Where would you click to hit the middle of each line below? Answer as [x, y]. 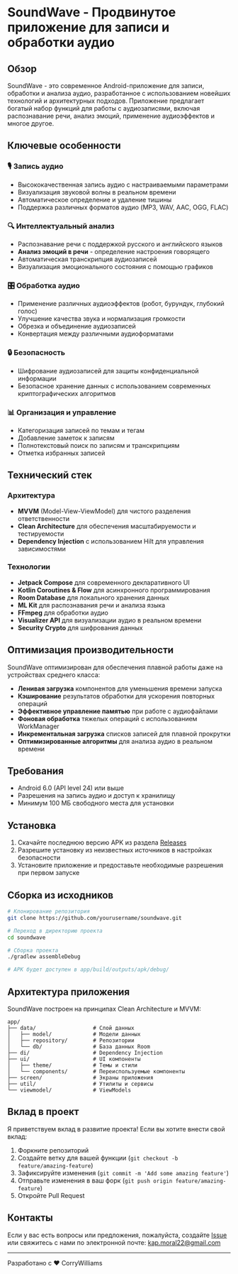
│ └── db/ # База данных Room [79, 1047]
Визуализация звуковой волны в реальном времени [97, 192]
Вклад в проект [43, 1112]
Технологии [29, 567]
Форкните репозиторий [53, 1150]
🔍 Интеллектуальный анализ [61, 226]
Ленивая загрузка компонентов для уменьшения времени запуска [120, 688]
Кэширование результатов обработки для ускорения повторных [116, 696]
